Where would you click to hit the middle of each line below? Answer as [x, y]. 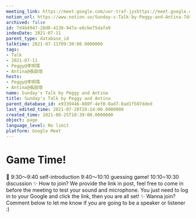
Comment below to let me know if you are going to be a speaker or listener [96, 203]
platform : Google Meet [34, 131]
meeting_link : [23, 11]
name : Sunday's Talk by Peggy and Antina [57, 93]
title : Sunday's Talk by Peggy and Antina [58, 98]
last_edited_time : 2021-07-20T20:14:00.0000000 [65, 109]
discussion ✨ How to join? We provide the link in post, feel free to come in [95, 183]
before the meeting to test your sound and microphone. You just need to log [97, 190]
